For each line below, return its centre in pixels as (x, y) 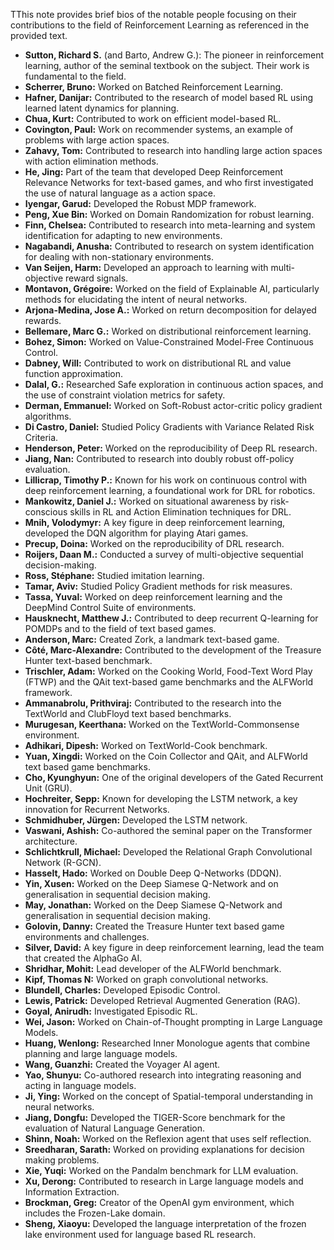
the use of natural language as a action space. (120, 193)
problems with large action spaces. (97, 140)
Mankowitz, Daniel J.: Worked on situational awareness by (146, 501)
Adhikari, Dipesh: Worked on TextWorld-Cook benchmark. (146, 745)
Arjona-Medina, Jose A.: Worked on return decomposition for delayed (170, 310)
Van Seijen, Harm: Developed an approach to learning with (146, 267)
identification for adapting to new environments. (123, 235)
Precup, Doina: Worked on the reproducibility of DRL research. (154, 543)
